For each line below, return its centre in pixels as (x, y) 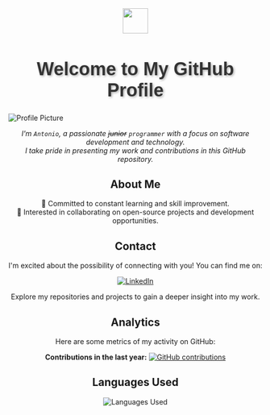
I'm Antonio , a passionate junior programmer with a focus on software (135, 133)
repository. (135, 159)
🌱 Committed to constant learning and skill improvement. (135, 204)
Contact (135, 246)
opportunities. (135, 221)
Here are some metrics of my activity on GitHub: (135, 341)
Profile (135, 91)
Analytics (135, 322)
